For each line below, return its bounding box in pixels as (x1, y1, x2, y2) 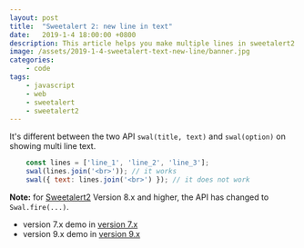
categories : (9, 55, 55, 64)
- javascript (25, 81, 76, 90)
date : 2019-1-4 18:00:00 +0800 (9, 30, 137, 39)
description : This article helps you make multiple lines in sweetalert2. (9, 38, 299, 48)
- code (25, 64, 51, 74)
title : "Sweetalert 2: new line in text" (9, 22, 173, 31)
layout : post (9, 13, 59, 23)
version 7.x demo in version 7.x (22, 219, 138, 230)
